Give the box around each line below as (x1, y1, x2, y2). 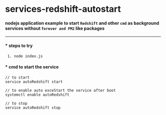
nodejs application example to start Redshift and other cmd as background (5, 20, 160, 26)
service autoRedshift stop (5, 105, 61, 110)
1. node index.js (7, 53, 43, 59)
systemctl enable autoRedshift (5, 92, 70, 97)
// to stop (5, 101, 28, 106)
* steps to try (5, 42, 33, 48)
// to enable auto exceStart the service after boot (5, 88, 116, 93)
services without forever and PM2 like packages (5, 25, 105, 31)
